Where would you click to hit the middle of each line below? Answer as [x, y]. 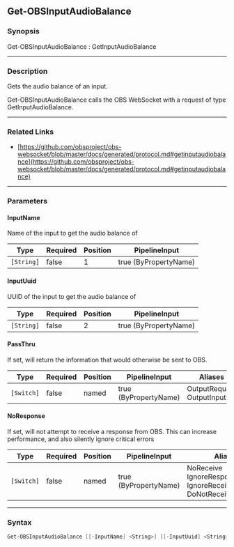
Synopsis [23, 31]
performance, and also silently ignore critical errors [81, 439]
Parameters [27, 201]
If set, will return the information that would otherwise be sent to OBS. [107, 360]
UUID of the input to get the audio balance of [72, 296]
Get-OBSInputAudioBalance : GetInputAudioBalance [82, 46]
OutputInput [206, 397]
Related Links [31, 132]
